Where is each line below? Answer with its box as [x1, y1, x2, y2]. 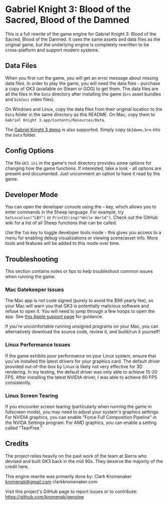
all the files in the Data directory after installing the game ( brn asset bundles [5, 91, 161, 97]
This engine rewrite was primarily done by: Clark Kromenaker [5, 473, 132, 479]
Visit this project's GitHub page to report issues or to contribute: [5, 488, 138, 494]
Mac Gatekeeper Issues [5, 286, 64, 293]
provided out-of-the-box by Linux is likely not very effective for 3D [5, 364, 143, 370]
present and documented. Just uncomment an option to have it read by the [5, 170, 160, 177]
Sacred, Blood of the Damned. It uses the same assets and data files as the [5, 36, 160, 42]
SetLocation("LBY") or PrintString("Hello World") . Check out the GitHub [5, 214, 158, 221]
